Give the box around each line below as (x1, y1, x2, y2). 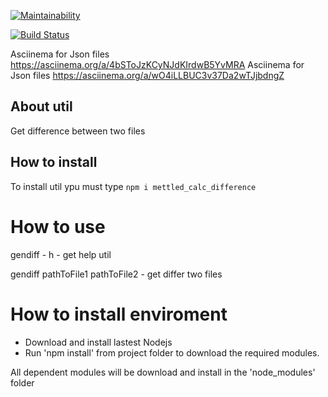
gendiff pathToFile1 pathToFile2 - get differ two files (10, 268, 223, 280)
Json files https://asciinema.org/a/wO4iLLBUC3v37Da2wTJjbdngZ (10, 70, 285, 81)
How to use (10, 215, 106, 238)
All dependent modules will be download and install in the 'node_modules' (10, 366, 316, 378)
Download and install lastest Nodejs (24, 336, 173, 348)
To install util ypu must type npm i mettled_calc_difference (10, 180, 257, 192)
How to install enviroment (10, 303, 228, 325)
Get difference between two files (10, 125, 146, 137)
